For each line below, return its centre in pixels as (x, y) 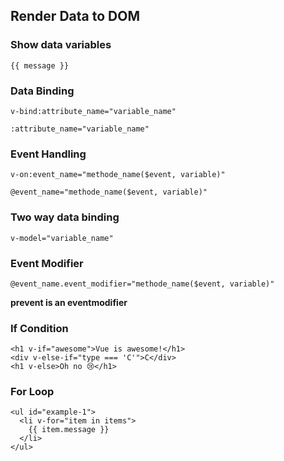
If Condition (39, 328)
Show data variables (61, 45)
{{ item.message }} (69, 430)
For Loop (32, 392)
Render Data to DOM (75, 16)
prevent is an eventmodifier (69, 302)
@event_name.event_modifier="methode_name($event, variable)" (142, 284)
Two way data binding (65, 217)
